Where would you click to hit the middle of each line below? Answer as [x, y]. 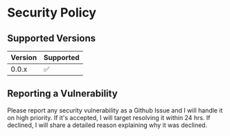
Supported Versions [51, 38]
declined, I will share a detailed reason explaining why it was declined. [107, 125]
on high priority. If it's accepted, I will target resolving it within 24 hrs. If [109, 117]
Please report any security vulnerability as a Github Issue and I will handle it [115, 110]
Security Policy [52, 13]
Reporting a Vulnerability [62, 94]
